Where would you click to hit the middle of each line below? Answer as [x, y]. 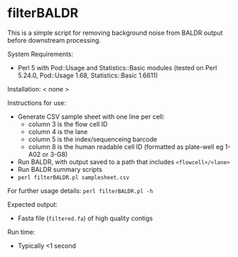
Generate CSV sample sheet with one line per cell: [91, 116]
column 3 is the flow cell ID [68, 124]
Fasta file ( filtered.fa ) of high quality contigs [85, 218]
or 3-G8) [55, 154]
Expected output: [33, 204]
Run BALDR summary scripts [60, 169]
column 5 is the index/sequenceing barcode [93, 139]
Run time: [21, 231]
